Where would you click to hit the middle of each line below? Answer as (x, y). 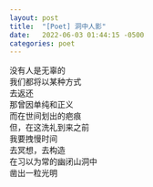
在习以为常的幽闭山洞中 (53, 161)
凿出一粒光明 (33, 173)
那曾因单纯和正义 (41, 105)
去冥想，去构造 (37, 151)
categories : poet (42, 43)
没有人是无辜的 (37, 70)
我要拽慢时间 (33, 139)
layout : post (34, 18)
